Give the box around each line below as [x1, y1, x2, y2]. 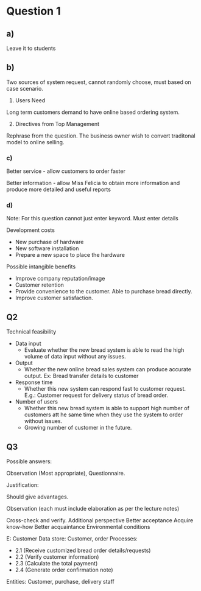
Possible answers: [6, 458, 52, 465]
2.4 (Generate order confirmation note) [15, 566, 114, 573]
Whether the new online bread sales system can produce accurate [24, 366, 192, 373]
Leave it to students [6, 44, 56, 52]
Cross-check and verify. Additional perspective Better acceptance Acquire [6, 517, 194, 524]
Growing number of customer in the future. [24, 424, 132, 432]
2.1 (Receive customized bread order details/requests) [15, 547, 151, 554]
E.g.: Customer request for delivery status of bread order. [24, 391, 169, 399]
